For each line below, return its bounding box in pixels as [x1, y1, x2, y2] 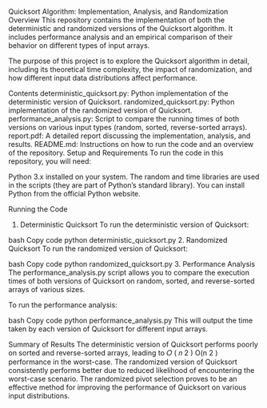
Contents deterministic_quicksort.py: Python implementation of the [8, 89, 229, 98]
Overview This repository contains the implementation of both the [8, 15, 225, 25]
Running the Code [8, 204, 68, 214]
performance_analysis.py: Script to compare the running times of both [8, 114, 240, 123]
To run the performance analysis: [8, 300, 118, 310]
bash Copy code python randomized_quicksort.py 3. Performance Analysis [8, 259, 256, 268]
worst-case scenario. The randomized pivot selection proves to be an [8, 374, 237, 383]
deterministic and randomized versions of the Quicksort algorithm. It [8, 24, 233, 33]
